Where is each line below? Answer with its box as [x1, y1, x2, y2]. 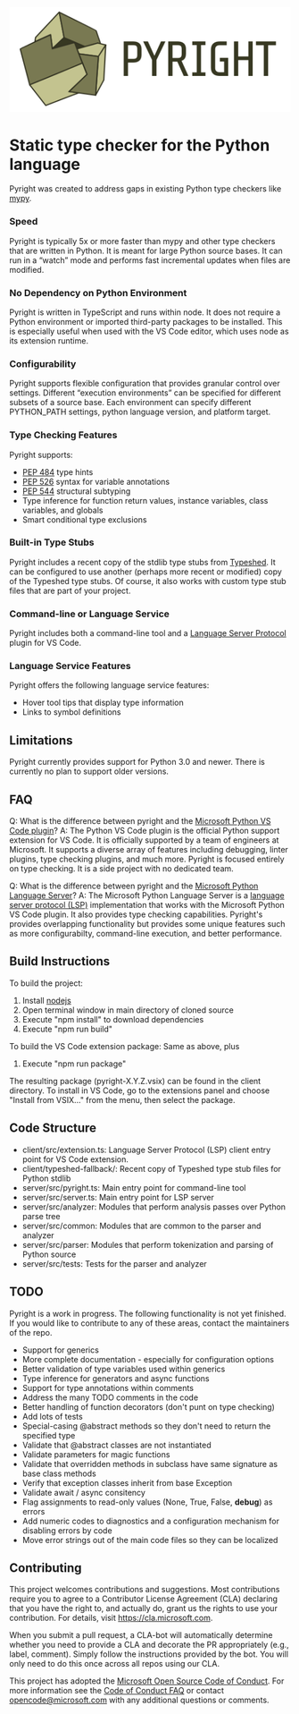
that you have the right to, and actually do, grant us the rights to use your [9, 1603, 278, 1614]
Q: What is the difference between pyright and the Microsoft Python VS [9, 816, 271, 827]
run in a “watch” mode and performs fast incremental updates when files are [9, 254, 291, 266]
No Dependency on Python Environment [9, 286, 187, 299]
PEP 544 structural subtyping [21, 486, 131, 496]
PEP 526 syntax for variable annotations [21, 476, 170, 487]
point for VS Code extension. [21, 1153, 129, 1165]
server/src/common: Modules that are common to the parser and [21, 1220, 262, 1231]
